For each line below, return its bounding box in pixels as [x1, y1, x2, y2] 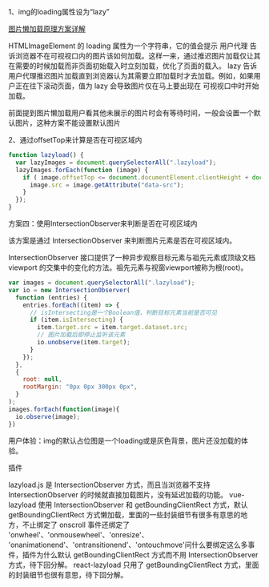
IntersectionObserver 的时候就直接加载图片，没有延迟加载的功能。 [8, 489, 228, 499]
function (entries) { [15, 293, 88, 302]
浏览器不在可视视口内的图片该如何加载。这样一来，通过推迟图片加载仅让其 [14, 51, 261, 60]
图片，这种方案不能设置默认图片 [14, 119, 121, 127]
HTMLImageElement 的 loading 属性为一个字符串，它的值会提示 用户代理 [8, 41, 248, 50]
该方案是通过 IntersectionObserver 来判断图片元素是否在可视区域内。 [8, 235, 237, 245]
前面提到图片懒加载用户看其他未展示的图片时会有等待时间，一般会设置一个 [8, 108, 254, 118]
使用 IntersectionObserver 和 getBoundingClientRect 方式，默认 [38, 500, 248, 509]
